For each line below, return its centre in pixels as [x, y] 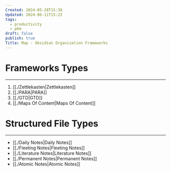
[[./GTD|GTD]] [27, 97]
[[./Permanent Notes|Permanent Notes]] [55, 158]
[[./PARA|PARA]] [30, 92]
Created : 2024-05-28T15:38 [34, 10]
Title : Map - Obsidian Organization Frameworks [57, 43]
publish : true [20, 39]
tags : [11, 19]
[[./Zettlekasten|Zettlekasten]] [44, 87]
